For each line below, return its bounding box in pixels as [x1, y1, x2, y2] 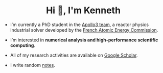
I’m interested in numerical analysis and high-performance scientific [10, 37, 158, 43]
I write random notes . [10, 62, 55, 68]
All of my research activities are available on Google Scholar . [10, 52, 138, 58]
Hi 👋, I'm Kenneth [45, 5, 121, 16]
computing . [10, 42, 36, 48]
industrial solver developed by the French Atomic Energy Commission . [10, 27, 158, 33]
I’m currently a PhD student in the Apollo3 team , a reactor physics [10, 21, 149, 28]
